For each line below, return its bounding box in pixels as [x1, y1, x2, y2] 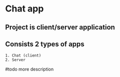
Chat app [5, 3, 44, 14]
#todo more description [5, 66, 54, 72]
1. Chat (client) [5, 53, 41, 58]
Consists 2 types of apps [5, 39, 85, 48]
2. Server [5, 57, 26, 62]
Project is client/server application [5, 23, 115, 31]
